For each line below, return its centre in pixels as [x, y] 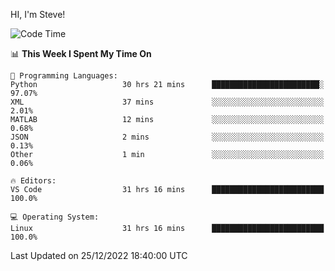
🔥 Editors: [33, 181]
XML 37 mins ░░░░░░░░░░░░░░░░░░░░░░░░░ [167, 102]
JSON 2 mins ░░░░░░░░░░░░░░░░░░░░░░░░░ [167, 137]
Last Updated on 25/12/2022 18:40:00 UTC [99, 255]
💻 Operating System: [55, 217]
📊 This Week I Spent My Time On [81, 53]
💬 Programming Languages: [64, 76]
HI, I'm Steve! [38, 14]
